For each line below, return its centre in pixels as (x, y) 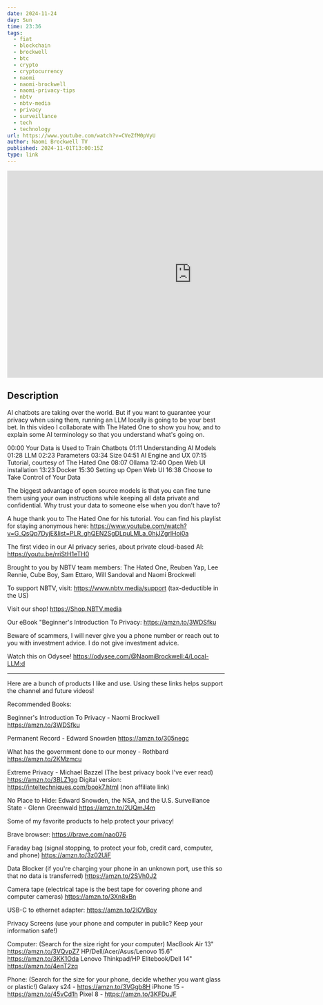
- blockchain (32, 46)
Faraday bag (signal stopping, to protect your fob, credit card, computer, (110, 848)
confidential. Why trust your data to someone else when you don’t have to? (114, 505)
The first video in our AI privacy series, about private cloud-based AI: (106, 547)
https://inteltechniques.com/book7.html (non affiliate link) (88, 787)
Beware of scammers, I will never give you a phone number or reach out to (113, 635)
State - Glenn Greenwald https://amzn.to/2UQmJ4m (81, 808)
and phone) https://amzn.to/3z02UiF (59, 855)
